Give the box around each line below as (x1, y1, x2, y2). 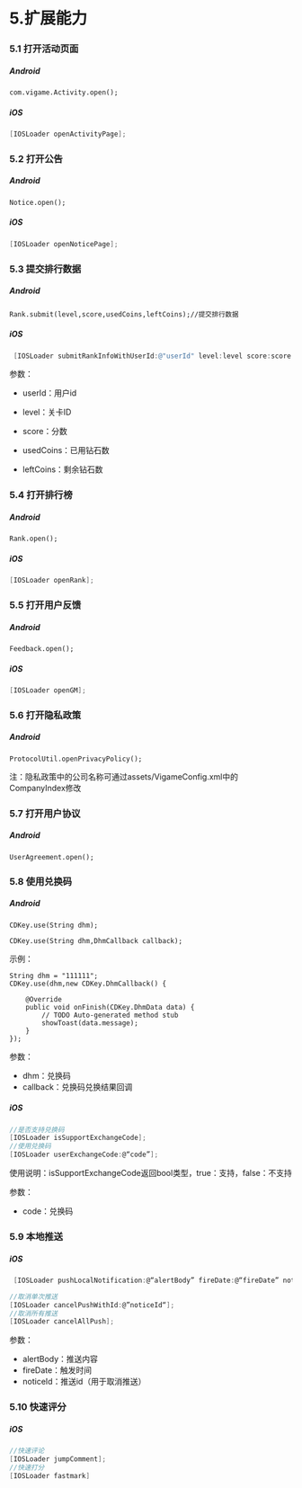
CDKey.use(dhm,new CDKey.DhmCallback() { (9, 979, 167, 988)
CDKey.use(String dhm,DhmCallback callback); (9, 936, 182, 945)
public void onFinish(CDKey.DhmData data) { (25, 1002, 195, 1011)
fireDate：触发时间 (22, 1365, 93, 1376)
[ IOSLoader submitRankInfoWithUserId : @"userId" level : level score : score (13, 352, 292, 361)
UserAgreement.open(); (9, 852, 94, 861)
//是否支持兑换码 (9, 1125, 65, 1134)
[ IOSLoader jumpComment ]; (9, 1455, 106, 1464)
